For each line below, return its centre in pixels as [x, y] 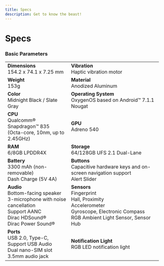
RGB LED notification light [101, 247]
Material [81, 80]
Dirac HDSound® [27, 218]
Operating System [93, 94]
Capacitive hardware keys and [106, 167]
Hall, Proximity [87, 199]
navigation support [109, 173]
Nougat [80, 106]
